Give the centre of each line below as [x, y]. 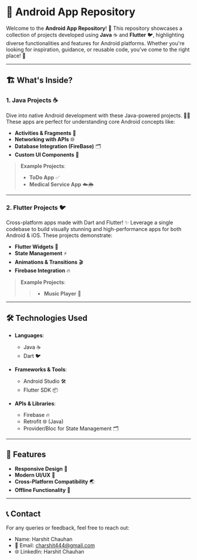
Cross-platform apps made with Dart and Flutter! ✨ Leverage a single [90, 222]
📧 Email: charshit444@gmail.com [55, 545]
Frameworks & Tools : [41, 369]
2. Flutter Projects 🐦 [36, 208]
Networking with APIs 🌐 [45, 139]
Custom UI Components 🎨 [47, 154]
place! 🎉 [16, 56]
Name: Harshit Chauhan [43, 539]
